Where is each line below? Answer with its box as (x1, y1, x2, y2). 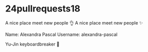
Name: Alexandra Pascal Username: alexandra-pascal (5, 31, 118, 37)
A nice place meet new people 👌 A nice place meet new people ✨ (5, 19, 143, 25)
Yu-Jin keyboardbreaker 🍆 (5, 41, 60, 47)
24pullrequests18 (5, 3, 81, 14)
